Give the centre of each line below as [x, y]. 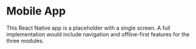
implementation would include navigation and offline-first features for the [98, 34]
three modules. [25, 41]
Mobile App [36, 11]
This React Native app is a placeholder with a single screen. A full [88, 28]
